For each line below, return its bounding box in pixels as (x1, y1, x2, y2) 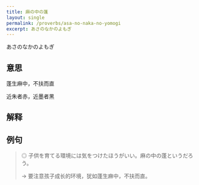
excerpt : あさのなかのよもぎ (6, 25, 72, 32)
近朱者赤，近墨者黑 (6, 93, 55, 100)
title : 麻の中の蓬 (6, 8, 49, 15)
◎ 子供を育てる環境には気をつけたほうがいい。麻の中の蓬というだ (21, 152, 188, 160)
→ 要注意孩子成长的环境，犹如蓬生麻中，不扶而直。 (21, 172, 151, 180)
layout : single (6, 15, 45, 21)
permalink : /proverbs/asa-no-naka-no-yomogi (6, 20, 121, 26)
